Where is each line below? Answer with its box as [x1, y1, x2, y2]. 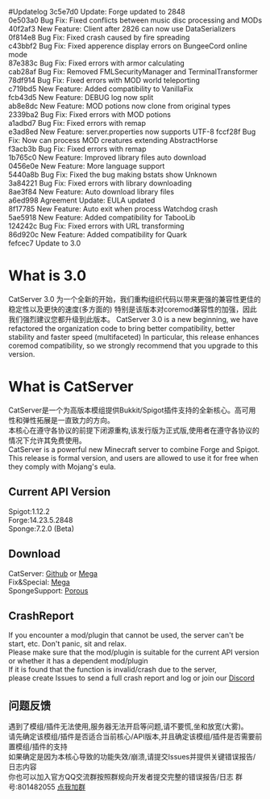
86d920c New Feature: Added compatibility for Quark [8, 230, 188, 239]
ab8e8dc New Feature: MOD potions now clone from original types [8, 101, 231, 111]
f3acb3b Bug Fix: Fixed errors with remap [8, 144, 147, 153]
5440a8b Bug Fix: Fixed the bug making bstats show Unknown [8, 169, 218, 179]
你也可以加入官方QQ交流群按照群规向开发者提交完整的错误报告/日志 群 [8, 772, 243, 782]
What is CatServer [8, 378, 134, 396]
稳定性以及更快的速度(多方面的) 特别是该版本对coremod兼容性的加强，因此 [8, 304, 257, 314]
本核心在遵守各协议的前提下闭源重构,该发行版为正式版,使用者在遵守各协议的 [8, 425, 260, 435]
